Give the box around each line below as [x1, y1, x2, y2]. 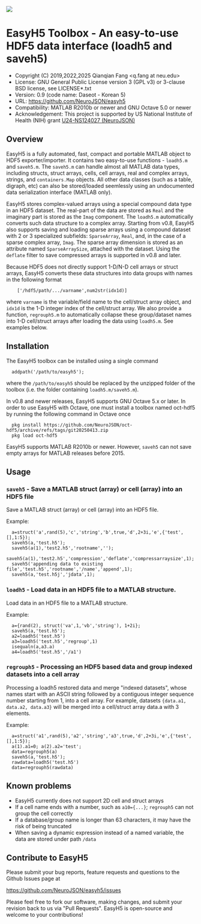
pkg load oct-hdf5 [11, 432, 58, 439]
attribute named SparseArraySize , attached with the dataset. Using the [6, 245, 180, 252]
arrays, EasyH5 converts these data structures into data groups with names [6, 269, 193, 276]
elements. [6, 710, 31, 717]
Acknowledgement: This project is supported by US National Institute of [14, 110, 193, 117]
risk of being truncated [14, 822, 72, 829]
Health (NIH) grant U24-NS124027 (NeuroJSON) [14, 116, 136, 123]
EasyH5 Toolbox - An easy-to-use [6, 27, 179, 40]
